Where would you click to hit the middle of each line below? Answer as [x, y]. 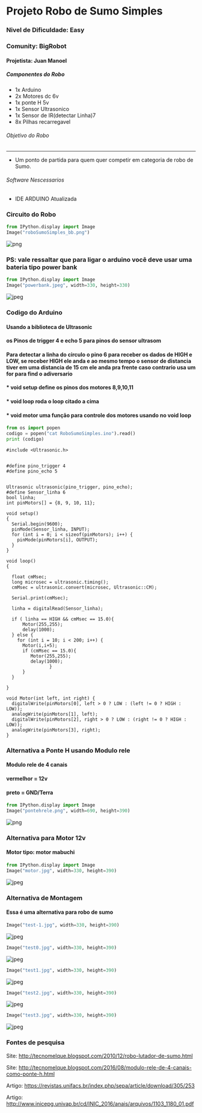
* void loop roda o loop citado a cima [53, 401]
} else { [23, 635]
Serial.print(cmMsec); [40, 598]
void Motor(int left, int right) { [51, 698]
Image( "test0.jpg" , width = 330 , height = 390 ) [62, 948]
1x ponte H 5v [32, 102]
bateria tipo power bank [42, 267]
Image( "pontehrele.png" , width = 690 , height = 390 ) [68, 811]
